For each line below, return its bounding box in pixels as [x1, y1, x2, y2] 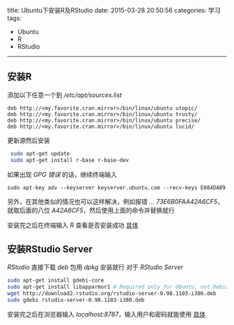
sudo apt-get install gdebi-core [7, 277, 104, 284]
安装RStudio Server [7, 243, 93, 255]
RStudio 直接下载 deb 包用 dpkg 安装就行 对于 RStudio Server [7, 263, 183, 271]
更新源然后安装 [7, 136, 50, 145]
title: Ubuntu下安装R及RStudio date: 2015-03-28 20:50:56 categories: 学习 [7, 6, 221, 14]
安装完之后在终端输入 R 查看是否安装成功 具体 [7, 221, 139, 229]
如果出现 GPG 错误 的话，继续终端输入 [7, 170, 117, 178]
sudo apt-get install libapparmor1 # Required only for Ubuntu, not [7, 284, 210, 291]
